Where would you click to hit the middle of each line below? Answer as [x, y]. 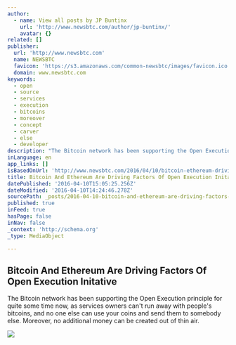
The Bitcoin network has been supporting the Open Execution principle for [115, 299]
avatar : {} [36, 33]
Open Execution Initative [62, 281]
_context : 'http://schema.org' [53, 229]
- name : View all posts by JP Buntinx [71, 20]
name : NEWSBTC [34, 60]
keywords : [22, 79]
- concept [28, 125]
